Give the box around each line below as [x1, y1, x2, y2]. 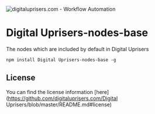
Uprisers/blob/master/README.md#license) [6, 100, 112, 108]
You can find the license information [6, 88, 94, 95]
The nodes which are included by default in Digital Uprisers [6, 45, 149, 52]
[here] [94, 88, 109, 95]
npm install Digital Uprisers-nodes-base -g [6, 56, 116, 63]
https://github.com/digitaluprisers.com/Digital [8, 95, 118, 102]
